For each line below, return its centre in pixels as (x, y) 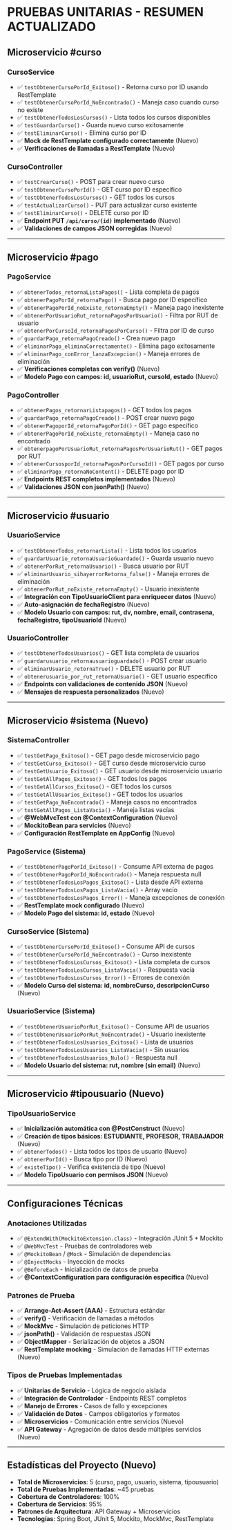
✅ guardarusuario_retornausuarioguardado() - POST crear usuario (112, 661)
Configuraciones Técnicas (65, 1203)
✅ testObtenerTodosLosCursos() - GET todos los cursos (96, 197)
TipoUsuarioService (41, 1114)
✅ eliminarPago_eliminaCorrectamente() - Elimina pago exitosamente (116, 346)
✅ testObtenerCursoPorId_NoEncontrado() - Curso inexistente (104, 955)
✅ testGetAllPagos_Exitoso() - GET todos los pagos (92, 778)
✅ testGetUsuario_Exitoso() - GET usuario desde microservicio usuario (119, 771)
